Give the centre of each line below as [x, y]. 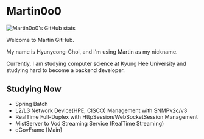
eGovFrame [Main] [39, 130]
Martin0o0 [34, 11]
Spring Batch [31, 104]
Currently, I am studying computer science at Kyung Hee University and [97, 63]
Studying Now [34, 89]
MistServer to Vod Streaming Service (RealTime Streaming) [90, 123]
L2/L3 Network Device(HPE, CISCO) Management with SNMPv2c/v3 [101, 110]
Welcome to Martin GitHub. [40, 40]
